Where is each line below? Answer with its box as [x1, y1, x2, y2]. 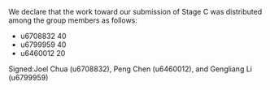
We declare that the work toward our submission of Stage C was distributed [8, 7, 263, 16]
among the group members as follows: [8, 15, 138, 25]
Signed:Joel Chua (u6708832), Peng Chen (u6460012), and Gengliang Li [8, 64, 252, 74]
